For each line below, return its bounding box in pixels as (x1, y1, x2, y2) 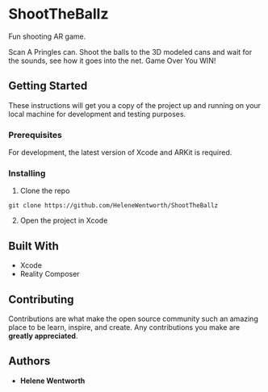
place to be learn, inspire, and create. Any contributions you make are (8, 322, 241, 332)
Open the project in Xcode (19, 215, 108, 226)
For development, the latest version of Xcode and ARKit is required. (8, 148, 232, 157)
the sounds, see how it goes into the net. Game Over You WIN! (8, 56, 216, 65)
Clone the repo (19, 186, 70, 196)
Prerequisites (8, 129, 62, 140)
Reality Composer (19, 269, 80, 279)
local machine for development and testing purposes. (8, 109, 186, 119)
